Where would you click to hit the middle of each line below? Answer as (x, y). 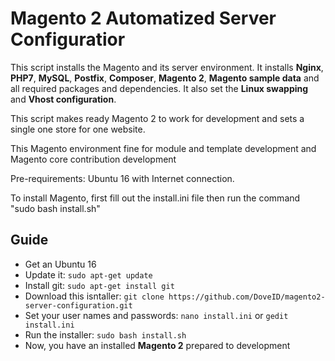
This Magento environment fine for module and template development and (163, 148)
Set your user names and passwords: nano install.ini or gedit (156, 315)
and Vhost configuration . (63, 99)
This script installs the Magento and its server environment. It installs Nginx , (167, 67)
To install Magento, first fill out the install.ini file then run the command (155, 198)
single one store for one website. (78, 129)
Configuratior (68, 39)
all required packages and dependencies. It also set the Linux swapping (159, 88)
